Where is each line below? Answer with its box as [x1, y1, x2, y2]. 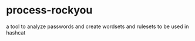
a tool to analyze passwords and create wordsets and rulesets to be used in [6, 23, 189, 30]
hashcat [6, 29, 26, 36]
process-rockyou [6, 4, 93, 17]
